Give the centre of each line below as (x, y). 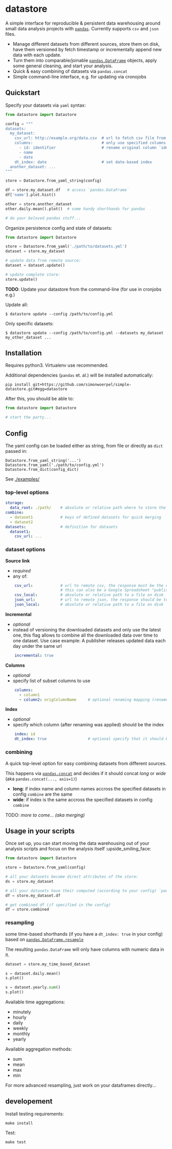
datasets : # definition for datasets (61, 527)
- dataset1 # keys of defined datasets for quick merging (85, 517)
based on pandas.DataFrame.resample (45, 939)
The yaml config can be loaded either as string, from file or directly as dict (84, 446)
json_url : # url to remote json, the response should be (88, 600)
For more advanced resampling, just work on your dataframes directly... (81, 1085)
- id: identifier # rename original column (88, 148)
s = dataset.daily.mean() (33, 973)
